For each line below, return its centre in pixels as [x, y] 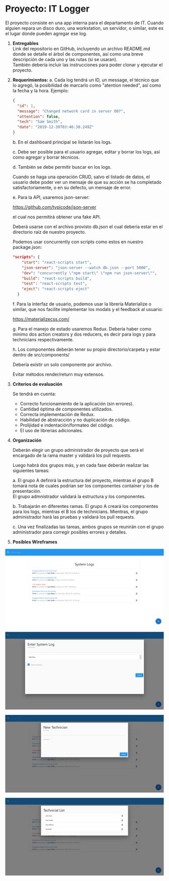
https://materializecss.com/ [41, 319]
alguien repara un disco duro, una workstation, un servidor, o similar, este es [84, 28]
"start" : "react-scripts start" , [57, 262]
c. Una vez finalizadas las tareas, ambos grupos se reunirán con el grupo [88, 527]
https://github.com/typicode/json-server [54, 207]
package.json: [27, 247]
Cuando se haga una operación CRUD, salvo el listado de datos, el [81, 177]
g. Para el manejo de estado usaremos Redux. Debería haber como [82, 329]
